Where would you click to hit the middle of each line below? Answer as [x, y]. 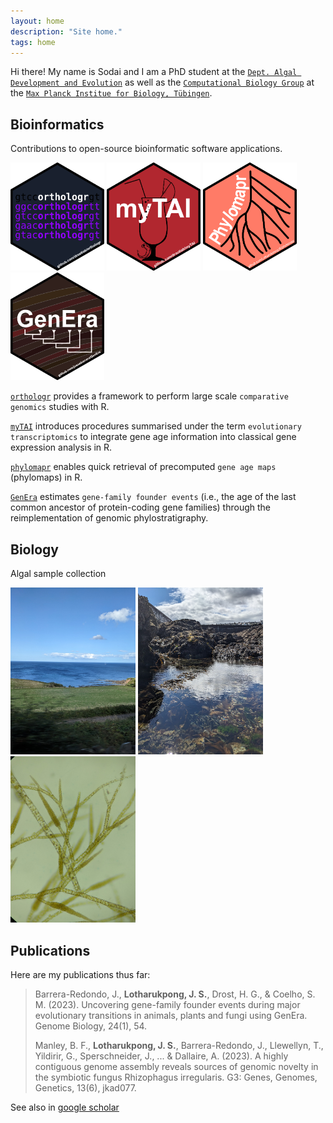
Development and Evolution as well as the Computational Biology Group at [162, 82]
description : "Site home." [66, 31]
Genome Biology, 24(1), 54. [91, 1026]
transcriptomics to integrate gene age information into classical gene [153, 437]
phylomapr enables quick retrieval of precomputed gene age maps [143, 467]
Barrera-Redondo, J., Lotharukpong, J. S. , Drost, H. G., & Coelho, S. [175, 994]
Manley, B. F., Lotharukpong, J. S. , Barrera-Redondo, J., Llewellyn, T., [179, 1046]
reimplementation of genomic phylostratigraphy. [109, 518]
